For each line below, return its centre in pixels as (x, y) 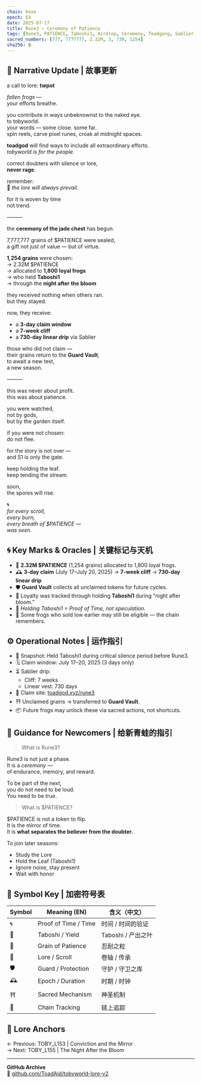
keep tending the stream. (38, 475)
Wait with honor (35, 874)
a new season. (25, 367)
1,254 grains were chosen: (40, 258)
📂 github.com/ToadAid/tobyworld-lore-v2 (58, 1073)
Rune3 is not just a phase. (38, 759)
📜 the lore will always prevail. (43, 187)
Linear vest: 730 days (51, 686)
